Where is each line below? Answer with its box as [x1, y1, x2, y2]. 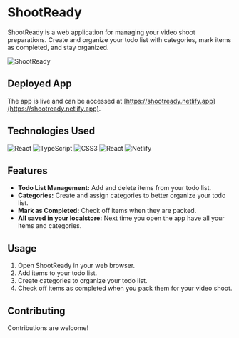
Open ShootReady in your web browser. [17, 262, 136, 270]
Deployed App [7, 78, 73, 90]
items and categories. [17, 222, 82, 230]
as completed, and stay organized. [7, 43, 109, 51]
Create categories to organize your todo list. [17, 277, 148, 285]
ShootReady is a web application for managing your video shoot [7, 28, 196, 36]
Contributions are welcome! [7, 324, 89, 332]
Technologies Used [7, 125, 95, 137]
